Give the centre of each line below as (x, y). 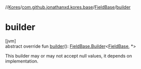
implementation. (22, 61)
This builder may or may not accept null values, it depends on (69, 56)
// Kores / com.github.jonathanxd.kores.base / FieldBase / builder (68, 7)
